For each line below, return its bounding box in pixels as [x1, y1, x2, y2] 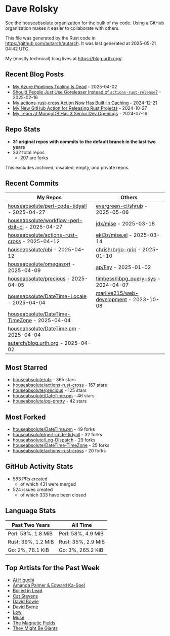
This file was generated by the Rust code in [5, 35, 96, 41]
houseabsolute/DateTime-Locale [8, 293, 87, 300]
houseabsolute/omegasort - [8, 261, 75, 268]
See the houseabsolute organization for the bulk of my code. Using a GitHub [5, 20, 164, 26]
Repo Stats [5, 125, 40, 134]
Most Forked [5, 413, 46, 421]
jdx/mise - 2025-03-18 [96, 220, 155, 228]
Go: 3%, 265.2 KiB [59, 547, 104, 554]
